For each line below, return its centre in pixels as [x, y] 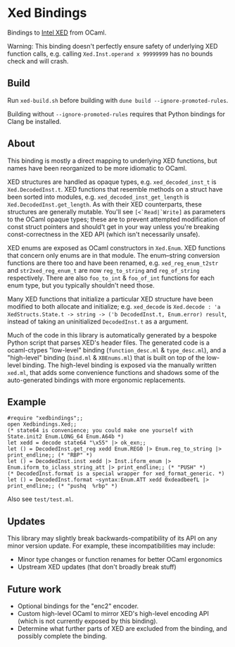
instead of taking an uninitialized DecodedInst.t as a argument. [98, 321]
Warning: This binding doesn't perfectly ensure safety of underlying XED [113, 46]
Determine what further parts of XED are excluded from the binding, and [122, 628]
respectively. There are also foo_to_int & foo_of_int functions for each [111, 278]
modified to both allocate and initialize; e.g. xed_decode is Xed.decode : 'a [114, 306]
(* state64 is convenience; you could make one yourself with [100, 431]
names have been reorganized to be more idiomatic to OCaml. [97, 168]
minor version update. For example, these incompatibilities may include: [112, 546]
